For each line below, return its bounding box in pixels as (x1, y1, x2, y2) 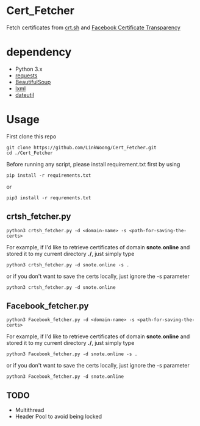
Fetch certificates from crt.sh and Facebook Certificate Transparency (6, 24, 181, 31)
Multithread (15, 406, 45, 414)
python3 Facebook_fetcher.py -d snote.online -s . (6, 351, 138, 357)
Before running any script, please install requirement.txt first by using (6, 160, 180, 168)
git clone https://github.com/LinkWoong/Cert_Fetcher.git (6, 144, 157, 151)
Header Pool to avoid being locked (15, 413, 102, 421)
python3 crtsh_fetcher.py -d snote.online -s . (6, 261, 130, 268)
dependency (6, 45, 72, 59)
